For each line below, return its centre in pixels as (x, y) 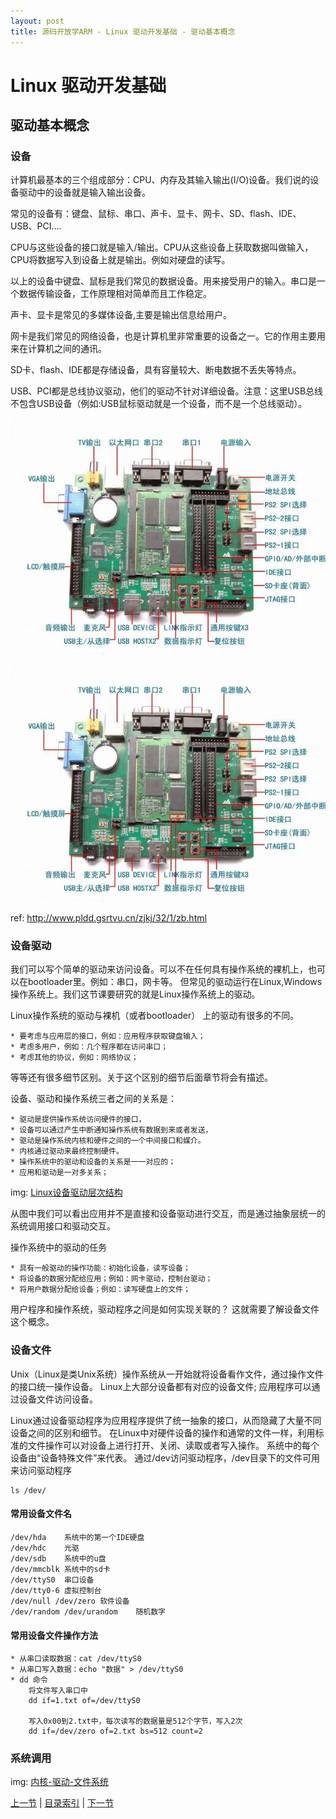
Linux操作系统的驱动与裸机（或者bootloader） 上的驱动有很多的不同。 (155, 1016)
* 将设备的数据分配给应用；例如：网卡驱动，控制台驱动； (111, 1279)
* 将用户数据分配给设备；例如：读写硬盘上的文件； (100, 1290)
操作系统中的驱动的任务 (58, 1247)
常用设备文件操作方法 (54, 1635)
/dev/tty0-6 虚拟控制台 (56, 1590)
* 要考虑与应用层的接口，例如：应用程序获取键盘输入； (108, 1036)
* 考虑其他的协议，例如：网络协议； (74, 1058)
